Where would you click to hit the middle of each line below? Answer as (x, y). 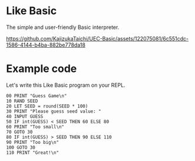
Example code (42, 69)
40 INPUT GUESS (25, 116)
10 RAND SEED (22, 101)
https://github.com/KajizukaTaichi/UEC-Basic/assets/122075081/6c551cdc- (97, 38)
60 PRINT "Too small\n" (35, 127)
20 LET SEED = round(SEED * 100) (47, 106)
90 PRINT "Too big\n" (33, 142)
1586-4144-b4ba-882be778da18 (46, 45)
